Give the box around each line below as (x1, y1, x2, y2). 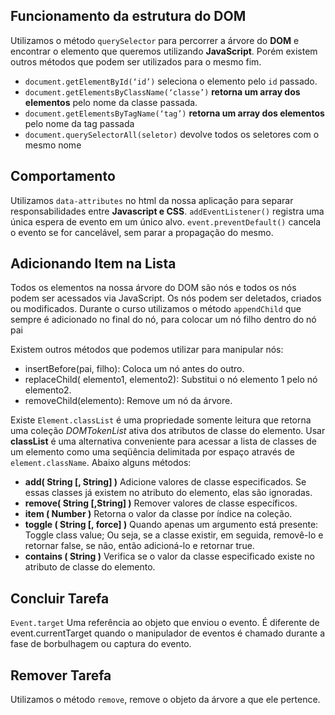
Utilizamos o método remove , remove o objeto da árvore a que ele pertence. (10, 694, 321, 706)
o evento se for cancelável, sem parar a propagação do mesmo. (10, 226, 274, 238)
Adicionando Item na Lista (10, 255, 177, 273)
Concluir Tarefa (10, 590, 110, 607)
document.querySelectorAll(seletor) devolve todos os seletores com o (24, 128, 320, 140)
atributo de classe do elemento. (24, 561, 156, 573)
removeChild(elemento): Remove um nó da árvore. (24, 395, 233, 407)
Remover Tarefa (10, 667, 112, 684)
